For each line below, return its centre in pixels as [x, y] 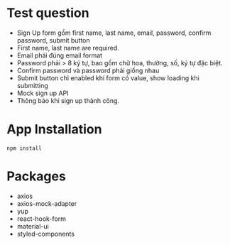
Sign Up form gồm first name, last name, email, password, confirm [114, 33]
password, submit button [53, 40]
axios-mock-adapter [47, 203]
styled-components [46, 234]
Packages [37, 176]
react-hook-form [42, 219]
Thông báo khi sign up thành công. [68, 100]
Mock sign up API [43, 93]
